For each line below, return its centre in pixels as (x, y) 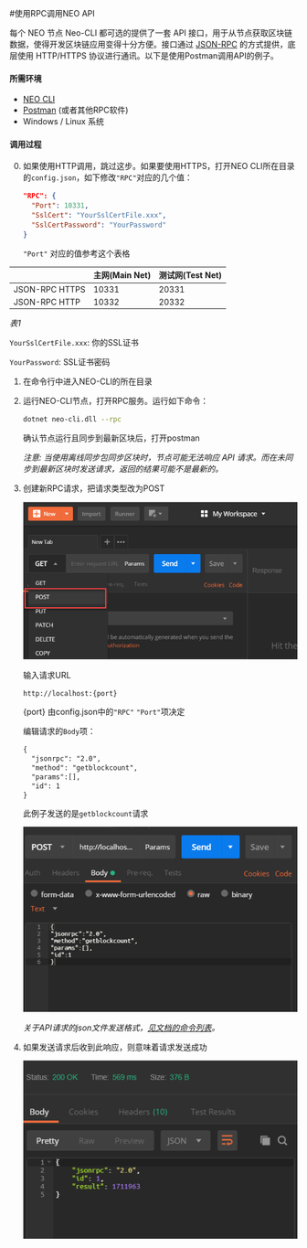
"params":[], (56, 777)
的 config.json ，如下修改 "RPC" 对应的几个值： (108, 177)
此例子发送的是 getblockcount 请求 (85, 813)
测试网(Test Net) (190, 275)
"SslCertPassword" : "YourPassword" (99, 225)
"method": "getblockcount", (85, 768)
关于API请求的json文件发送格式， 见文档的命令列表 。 (121, 1028)
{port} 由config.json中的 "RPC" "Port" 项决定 (104, 711)
